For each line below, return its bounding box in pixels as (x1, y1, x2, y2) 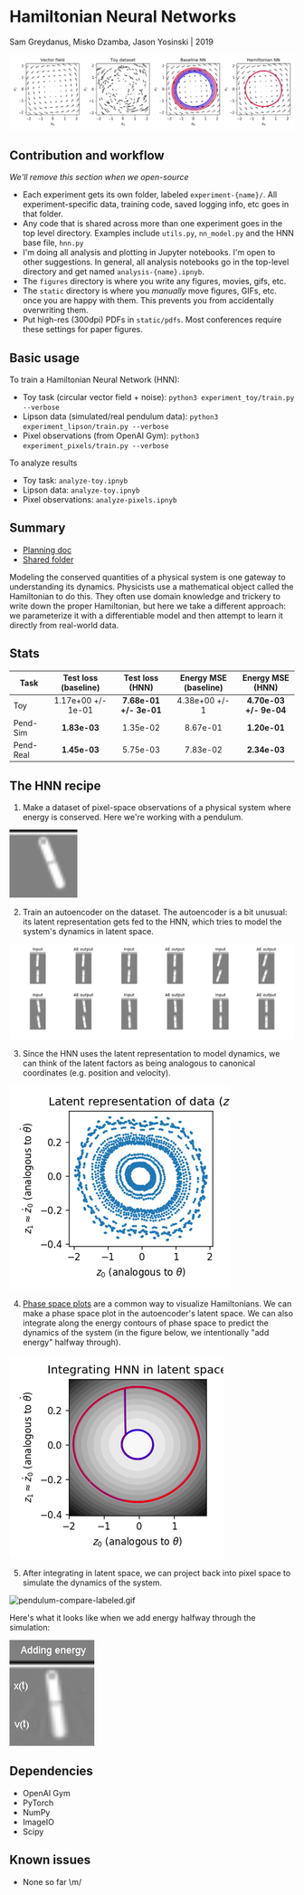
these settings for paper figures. (22, 324, 143, 335)
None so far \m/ (22, 1876, 82, 1887)
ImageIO (22, 1816, 54, 1827)
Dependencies (9, 1764, 93, 1779)
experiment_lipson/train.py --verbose (22, 422, 169, 431)
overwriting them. (22, 305, 89, 316)
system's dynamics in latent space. (22, 926, 154, 937)
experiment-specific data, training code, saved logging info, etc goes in (22, 199, 290, 210)
